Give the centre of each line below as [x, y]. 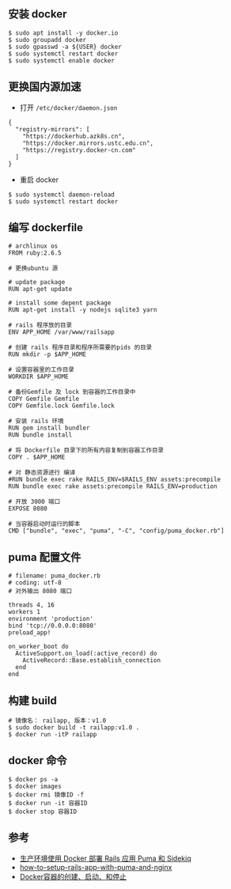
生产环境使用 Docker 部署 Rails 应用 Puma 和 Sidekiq [105, 858]
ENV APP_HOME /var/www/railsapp [61, 332]
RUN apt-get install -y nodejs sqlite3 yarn [83, 310]
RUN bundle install [40, 435]
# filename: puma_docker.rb [55, 576]
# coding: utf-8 [35, 583]
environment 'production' [51, 619]
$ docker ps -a [33, 779]
